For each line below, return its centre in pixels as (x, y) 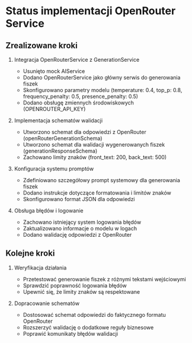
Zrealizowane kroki (41, 45)
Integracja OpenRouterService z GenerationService (77, 60)
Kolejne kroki (30, 253)
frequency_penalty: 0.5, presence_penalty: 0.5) (81, 96)
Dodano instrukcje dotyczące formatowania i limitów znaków (97, 193)
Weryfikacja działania (40, 268)
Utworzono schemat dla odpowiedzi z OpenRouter (84, 132)
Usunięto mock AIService (54, 71)
